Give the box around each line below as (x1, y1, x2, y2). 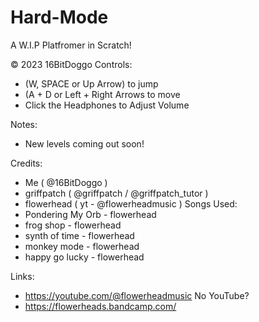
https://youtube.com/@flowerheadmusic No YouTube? (24, 289, 250, 301)
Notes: (10, 118, 38, 130)
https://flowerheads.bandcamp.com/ (24, 300, 177, 312)
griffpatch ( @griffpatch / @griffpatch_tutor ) (24, 187, 209, 199)
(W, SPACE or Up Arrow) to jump (24, 77, 159, 90)
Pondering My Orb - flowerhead (24, 208, 157, 220)
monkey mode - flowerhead (24, 240, 140, 252)
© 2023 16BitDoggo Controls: (10, 58, 133, 70)
